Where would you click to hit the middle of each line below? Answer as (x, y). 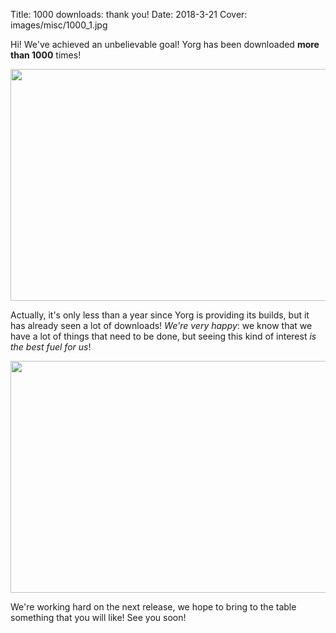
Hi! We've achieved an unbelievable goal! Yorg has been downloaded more (165, 44)
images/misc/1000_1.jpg (59, 25)
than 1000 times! (46, 55)
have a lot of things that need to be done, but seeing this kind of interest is (163, 336)
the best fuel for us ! (51, 347)
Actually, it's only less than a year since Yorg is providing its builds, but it (160, 315)
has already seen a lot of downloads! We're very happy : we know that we (161, 325)
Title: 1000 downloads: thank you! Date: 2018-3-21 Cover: (129, 14)
